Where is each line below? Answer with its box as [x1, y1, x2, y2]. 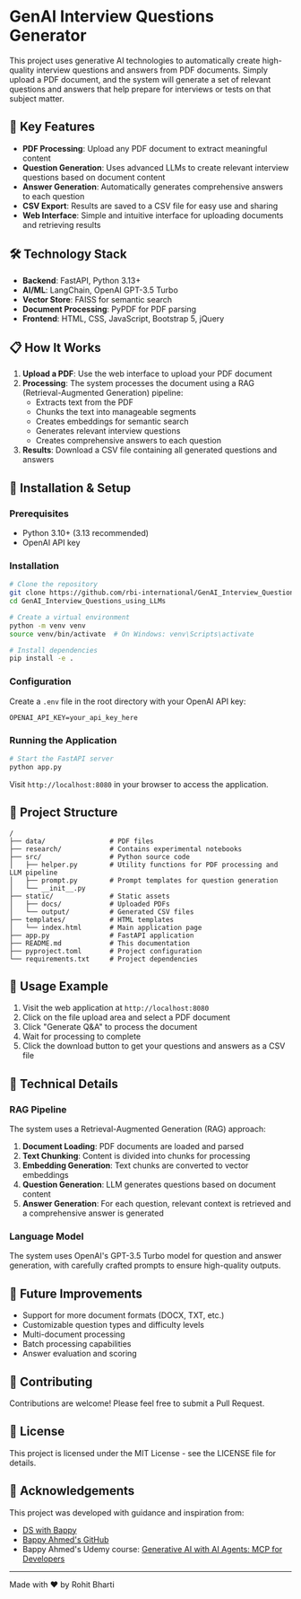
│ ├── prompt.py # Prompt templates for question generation [9, 875, 279, 885]
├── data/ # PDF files [9, 837, 154, 846]
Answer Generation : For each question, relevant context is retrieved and [21, 1199, 291, 1209]
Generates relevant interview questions [35, 426, 181, 436]
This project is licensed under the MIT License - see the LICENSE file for [9, 1447, 276, 1458]
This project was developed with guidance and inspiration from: [9, 1507, 245, 1518]
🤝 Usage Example [9, 979, 109, 994]
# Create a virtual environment [9, 612, 130, 621]
